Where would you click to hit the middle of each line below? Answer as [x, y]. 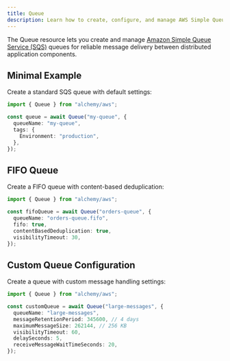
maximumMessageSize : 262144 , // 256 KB [70, 326]
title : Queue [26, 13]
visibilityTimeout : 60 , [47, 332]
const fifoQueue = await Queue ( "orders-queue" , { [79, 212]
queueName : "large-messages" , [56, 313]
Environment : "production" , [59, 136]
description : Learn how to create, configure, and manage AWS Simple [108, 20]
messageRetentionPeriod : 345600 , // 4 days [76, 319]
